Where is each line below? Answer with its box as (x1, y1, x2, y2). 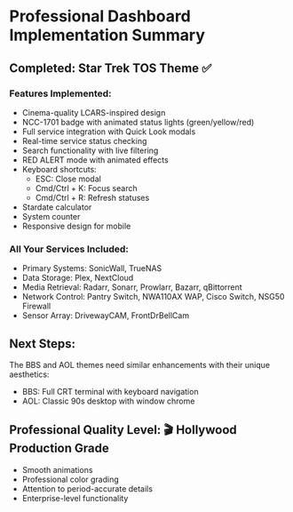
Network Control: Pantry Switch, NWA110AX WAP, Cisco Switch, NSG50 (21, 292, 285, 302)
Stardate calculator (21, 202, 92, 212)
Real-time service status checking (21, 135, 147, 146)
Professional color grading (21, 474, 120, 484)
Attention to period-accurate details (21, 483, 154, 494)
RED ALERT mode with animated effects (21, 154, 169, 165)
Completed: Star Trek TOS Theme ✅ (9, 60, 212, 76)
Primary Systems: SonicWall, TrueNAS (21, 263, 162, 274)
